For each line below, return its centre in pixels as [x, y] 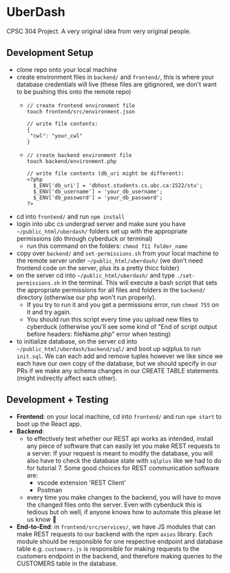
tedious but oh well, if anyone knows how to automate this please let [124, 511]
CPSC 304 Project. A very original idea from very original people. [99, 31]
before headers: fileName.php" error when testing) [99, 334]
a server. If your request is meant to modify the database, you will [120, 453]
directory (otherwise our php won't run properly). [86, 297]
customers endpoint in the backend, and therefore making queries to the [119, 556]
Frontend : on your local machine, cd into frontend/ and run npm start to [119, 416]
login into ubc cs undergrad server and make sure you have [101, 224]
